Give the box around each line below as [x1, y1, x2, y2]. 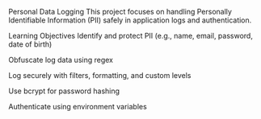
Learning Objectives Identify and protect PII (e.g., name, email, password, [8, 31, 253, 40]
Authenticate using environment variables [8, 102, 147, 111]
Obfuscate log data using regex [8, 55, 113, 64]
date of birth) [8, 39, 53, 49]
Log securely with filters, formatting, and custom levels [8, 71, 192, 80]
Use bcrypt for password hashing [8, 86, 120, 96]
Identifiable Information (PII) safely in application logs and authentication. [8, 15, 252, 25]
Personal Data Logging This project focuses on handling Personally [8, 7, 233, 16]
